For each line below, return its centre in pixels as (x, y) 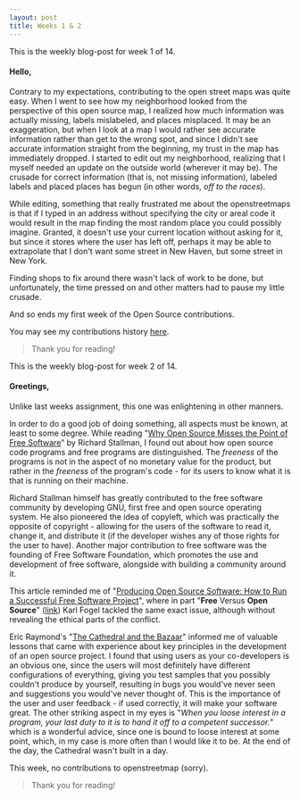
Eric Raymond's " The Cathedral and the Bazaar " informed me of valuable (144, 637)
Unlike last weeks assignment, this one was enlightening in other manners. (146, 406)
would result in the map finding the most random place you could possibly (146, 222)
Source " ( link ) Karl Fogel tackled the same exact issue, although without (142, 610)
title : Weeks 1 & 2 (46, 26)
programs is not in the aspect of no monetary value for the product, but (140, 462)
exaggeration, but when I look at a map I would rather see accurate (133, 129)
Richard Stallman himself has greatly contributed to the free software (136, 497)
